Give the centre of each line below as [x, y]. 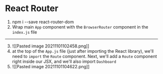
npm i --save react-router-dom [43, 22]
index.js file [24, 32]
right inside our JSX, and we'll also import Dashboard [64, 61]
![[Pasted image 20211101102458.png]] [51, 46]
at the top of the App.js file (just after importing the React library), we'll [83, 51]
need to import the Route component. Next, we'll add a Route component [84, 56]
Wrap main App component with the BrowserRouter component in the [80, 27]
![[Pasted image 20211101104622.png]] [51, 66]
